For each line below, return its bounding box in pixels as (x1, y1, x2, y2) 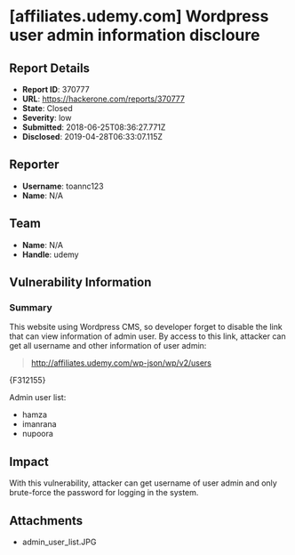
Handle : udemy (21, 249, 79, 260)
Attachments (9, 513, 84, 528)
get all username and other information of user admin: (9, 341, 207, 351)
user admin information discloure (9, 25, 260, 45)
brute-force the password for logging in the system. (9, 487, 199, 498)
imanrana (21, 419, 57, 430)
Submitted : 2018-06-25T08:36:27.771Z (21, 122, 166, 133)
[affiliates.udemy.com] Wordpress (9, 6, 269, 27)
